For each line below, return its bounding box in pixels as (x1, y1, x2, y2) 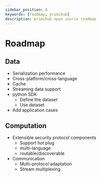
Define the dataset (19, 97, 58, 103)
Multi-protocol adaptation (19, 161, 72, 167)
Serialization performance (12, 70, 65, 77)
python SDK (12, 91, 37, 97)
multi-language (19, 145, 51, 151)
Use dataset (19, 102, 45, 108)
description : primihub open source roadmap (5, 16, 97, 21)
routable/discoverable (19, 150, 65, 156)
